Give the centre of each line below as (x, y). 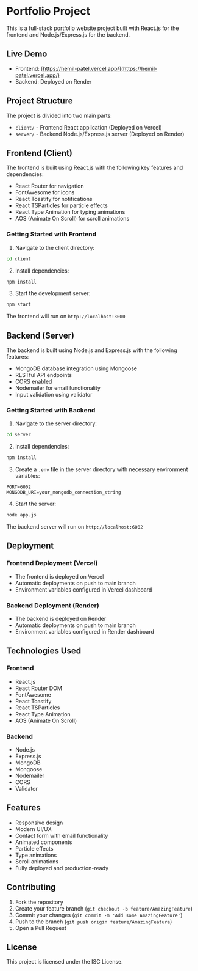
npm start (19, 305)
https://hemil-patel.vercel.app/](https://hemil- (100, 68)
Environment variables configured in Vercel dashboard (83, 589)
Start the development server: (53, 293)
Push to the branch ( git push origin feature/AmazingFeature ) (94, 922)
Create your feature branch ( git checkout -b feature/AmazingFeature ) (104, 908)
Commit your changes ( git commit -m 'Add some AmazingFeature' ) (99, 915)
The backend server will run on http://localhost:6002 (75, 527)
